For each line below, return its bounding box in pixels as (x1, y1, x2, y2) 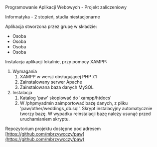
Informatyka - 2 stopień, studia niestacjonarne (5, 14, 101, 19)
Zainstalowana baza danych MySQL (19, 84, 94, 90)
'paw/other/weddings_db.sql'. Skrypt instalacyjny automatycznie (19, 106, 153, 111)
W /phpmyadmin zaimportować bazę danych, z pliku (19, 100, 128, 106)
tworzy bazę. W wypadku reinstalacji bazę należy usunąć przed (19, 111, 151, 117)
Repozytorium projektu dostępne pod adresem (5, 126, 101, 132)
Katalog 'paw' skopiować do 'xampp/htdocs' (19, 95, 112, 101)
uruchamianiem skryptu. (19, 116, 70, 122)
